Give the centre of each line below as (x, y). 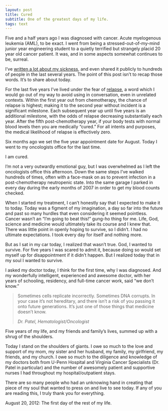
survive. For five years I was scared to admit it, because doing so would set (83, 250)
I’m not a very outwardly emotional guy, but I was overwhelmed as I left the (83, 166)
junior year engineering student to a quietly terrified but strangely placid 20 (83, 49)
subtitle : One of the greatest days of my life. (57, 19)
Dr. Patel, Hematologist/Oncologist (53, 322)
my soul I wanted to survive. (34, 261)
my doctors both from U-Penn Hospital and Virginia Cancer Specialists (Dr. (82, 362)
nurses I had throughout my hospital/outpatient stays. (61, 373)
